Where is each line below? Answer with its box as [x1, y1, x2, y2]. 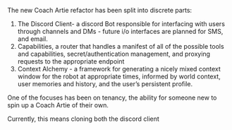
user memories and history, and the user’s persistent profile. [17, 80, 193, 88]
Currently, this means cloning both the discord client [7, 114, 160, 123]
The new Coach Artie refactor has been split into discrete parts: [7, 6, 193, 14]
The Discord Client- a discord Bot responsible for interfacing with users [17, 20, 226, 28]
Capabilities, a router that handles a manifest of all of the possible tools [17, 42, 224, 50]
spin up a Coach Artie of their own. [7, 101, 109, 109]
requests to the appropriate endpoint [17, 57, 125, 66]
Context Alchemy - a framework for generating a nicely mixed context [17, 65, 221, 73]
